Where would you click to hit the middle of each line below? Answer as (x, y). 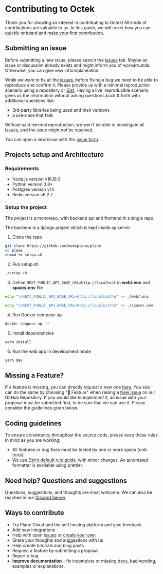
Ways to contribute (35, 513)
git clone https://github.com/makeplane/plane (53, 246)
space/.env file (27, 288)
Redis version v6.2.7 (32, 195)
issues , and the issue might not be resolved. (49, 130)
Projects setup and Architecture (54, 155)
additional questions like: (30, 101)
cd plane (14, 250)
